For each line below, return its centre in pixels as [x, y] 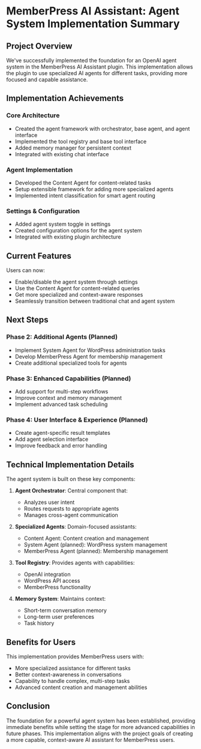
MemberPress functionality [57, 587]
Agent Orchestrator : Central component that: [71, 491]
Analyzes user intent [49, 502]
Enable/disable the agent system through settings [76, 282]
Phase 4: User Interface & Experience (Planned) [77, 420]
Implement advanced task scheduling [61, 404]
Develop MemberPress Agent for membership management [89, 356]
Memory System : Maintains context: [60, 599]
